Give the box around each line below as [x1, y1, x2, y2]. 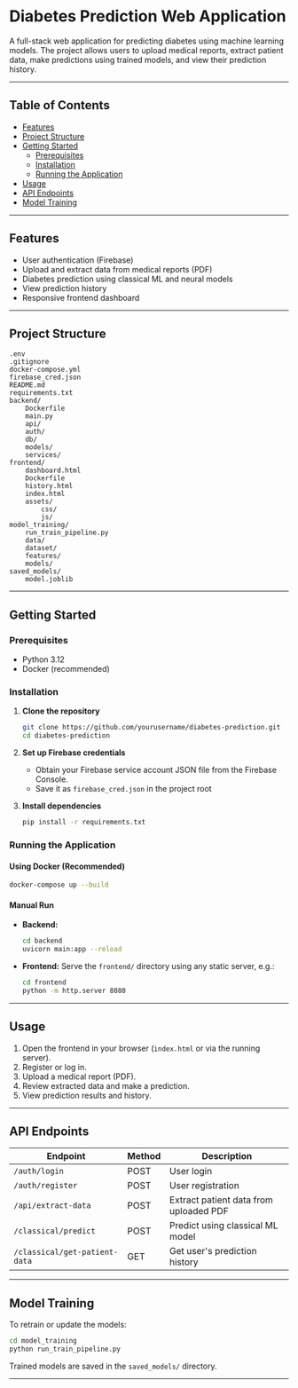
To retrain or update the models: [9, 1320, 127, 1330]
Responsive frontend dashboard [21, 292, 140, 303]
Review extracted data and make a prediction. [21, 1080, 190, 1091]
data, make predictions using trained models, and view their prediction [9, 54, 267, 65]
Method [127, 1150, 161, 1163]
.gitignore [9, 358, 50, 367]
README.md [9, 381, 46, 390]
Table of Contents [9, 98, 111, 113]
